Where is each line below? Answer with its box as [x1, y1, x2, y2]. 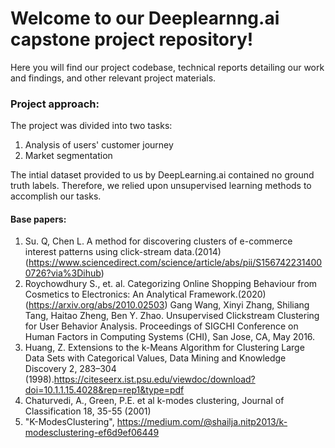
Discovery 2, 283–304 [24, 363, 117, 375]
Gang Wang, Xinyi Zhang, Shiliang [169, 299, 310, 311]
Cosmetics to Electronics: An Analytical [24, 288, 187, 301]
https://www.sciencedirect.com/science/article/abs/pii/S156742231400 [28, 257, 323, 269]
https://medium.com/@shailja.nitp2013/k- [116, 416, 288, 428]
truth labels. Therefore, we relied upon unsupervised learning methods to [10, 180, 312, 192]
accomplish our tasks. [10, 190, 102, 202]
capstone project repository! [10, 28, 254, 51]
